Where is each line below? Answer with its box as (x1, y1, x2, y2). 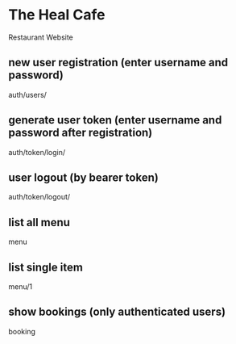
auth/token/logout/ (8, 192, 71, 202)
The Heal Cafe (8, 6, 106, 24)
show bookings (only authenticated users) (8, 305, 226, 319)
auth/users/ (8, 90, 47, 99)
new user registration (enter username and (8, 56, 229, 69)
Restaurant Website (8, 32, 74, 42)
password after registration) (8, 126, 153, 140)
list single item (8, 260, 83, 274)
